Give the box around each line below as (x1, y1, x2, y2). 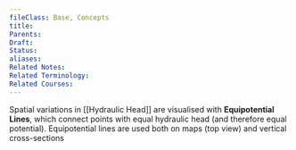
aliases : (9, 54, 42, 63)
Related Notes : (9, 63, 66, 72)
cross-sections (9, 132, 65, 143)
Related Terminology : (9, 71, 90, 80)
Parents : (9, 29, 42, 38)
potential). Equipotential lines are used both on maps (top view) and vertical (9, 122, 287, 134)
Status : (9, 46, 38, 55)
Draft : (9, 37, 34, 47)
